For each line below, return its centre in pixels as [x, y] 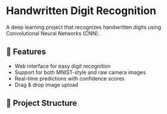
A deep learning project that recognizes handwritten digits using [83, 27]
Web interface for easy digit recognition [62, 66]
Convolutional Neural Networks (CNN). [53, 33]
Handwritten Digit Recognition [81, 11]
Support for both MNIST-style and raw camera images [80, 72]
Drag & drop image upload [46, 85]
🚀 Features [26, 52]
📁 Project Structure [42, 103]
